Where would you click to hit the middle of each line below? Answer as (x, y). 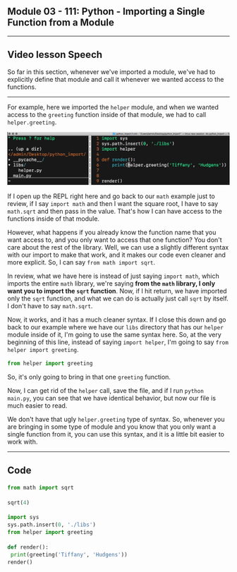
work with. (23, 442)
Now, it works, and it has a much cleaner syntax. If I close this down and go (117, 320)
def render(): (28, 547)
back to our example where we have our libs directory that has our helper (115, 327)
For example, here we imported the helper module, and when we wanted (113, 107)
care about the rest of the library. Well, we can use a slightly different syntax (118, 248)
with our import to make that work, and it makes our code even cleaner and (116, 255)
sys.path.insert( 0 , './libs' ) (52, 525)
